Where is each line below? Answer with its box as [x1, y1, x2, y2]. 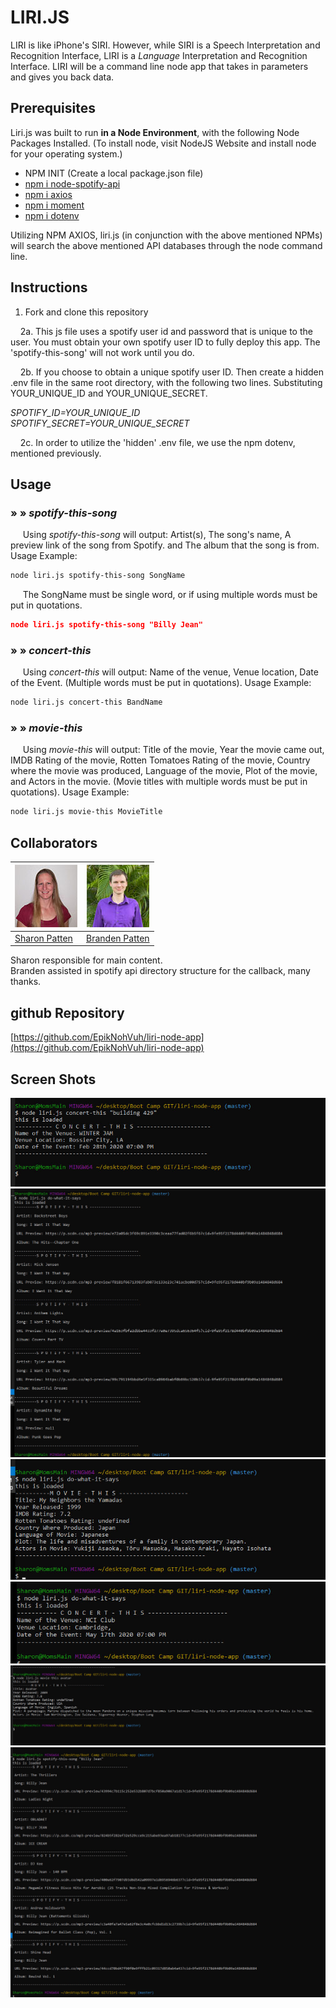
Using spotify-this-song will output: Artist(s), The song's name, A [22, 529, 292, 541]
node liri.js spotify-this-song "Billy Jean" [10, 620, 203, 630]
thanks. [10, 976, 42, 988]
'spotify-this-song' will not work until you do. [10, 346, 195, 358]
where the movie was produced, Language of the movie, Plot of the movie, [10, 765, 318, 777]
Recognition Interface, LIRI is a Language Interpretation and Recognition [10, 49, 308, 61]
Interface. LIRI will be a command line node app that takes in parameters [10, 60, 309, 72]
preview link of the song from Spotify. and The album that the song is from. [10, 539, 320, 551]
